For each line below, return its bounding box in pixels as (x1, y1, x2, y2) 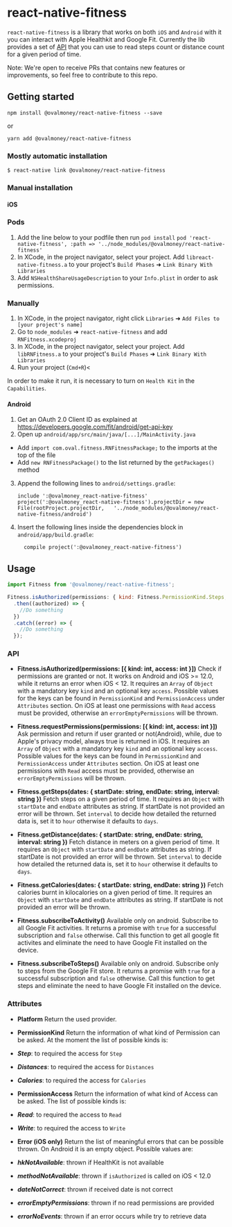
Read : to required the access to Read (17, 1110, 122, 1119)
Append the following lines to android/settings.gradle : (17, 479, 176, 488)
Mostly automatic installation (7, 151, 108, 160)
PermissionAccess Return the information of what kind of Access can (17, 1089, 218, 1098)
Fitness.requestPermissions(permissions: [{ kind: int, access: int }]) (17, 723, 218, 731)
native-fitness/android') (17, 511, 92, 518)
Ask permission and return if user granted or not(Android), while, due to (17, 730, 222, 738)
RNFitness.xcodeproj (17, 336, 77, 343)
